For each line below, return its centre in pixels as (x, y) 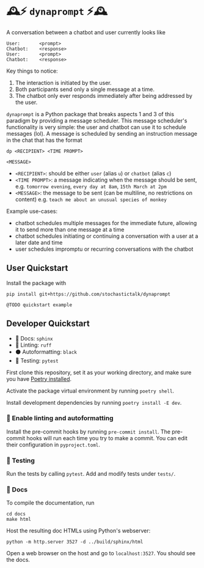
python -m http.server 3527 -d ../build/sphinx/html (75, 542)
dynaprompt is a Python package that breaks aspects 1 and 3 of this (90, 114)
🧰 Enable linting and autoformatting (60, 418)
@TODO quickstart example (39, 305)
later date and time (39, 242)
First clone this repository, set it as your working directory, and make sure (99, 372)
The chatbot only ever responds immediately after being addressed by (104, 95)
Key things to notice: (32, 71)
